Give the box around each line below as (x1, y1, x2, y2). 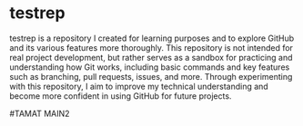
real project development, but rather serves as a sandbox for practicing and (9, 52, 293, 63)
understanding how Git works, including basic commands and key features (9, 62, 290, 73)
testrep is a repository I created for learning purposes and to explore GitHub (9, 33, 295, 44)
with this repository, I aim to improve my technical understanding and (9, 81, 268, 92)
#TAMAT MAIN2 (9, 108, 70, 119)
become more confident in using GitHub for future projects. (9, 90, 232, 102)
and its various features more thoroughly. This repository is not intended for (9, 42, 294, 53)
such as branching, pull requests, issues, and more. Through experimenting (9, 71, 293, 82)
